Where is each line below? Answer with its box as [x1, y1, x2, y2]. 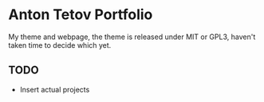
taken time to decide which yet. [8, 40, 112, 49]
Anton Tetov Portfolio [8, 6, 153, 24]
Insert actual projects [19, 84, 90, 94]
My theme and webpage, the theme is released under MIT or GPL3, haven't [8, 32, 256, 41]
